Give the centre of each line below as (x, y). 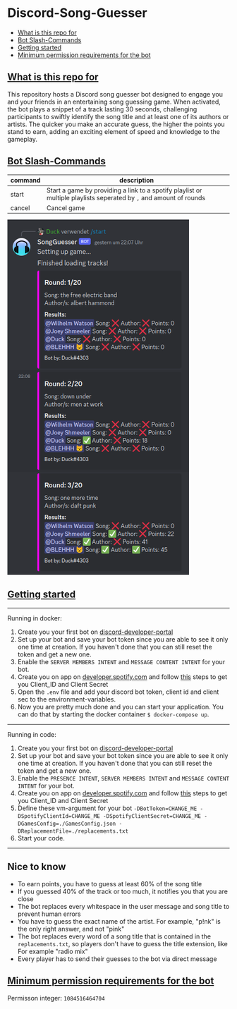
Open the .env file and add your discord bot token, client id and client (118, 692)
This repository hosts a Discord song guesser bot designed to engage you (115, 94)
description (136, 181)
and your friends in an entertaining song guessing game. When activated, (114, 102)
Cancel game (66, 208)
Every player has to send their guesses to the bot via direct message (117, 959)
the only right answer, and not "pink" (71, 929)
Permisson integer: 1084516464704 (56, 998)
